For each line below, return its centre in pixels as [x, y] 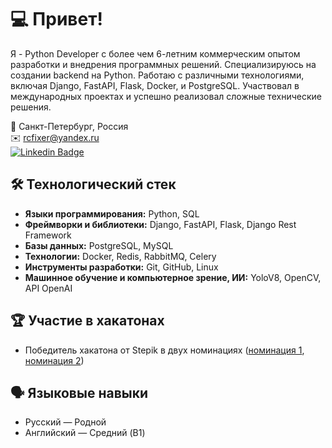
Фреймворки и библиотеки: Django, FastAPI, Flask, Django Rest [160, 224]
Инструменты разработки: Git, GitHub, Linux [121, 267]
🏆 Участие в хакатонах [87, 321]
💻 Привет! [56, 19]
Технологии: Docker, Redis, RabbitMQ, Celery [120, 256]
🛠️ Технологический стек [93, 184]
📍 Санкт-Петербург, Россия [69, 126]
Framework [48, 235]
